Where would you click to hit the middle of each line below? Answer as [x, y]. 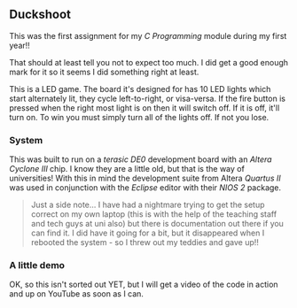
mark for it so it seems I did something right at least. [104, 72]
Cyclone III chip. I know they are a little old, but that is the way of [127, 169]
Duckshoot [40, 15]
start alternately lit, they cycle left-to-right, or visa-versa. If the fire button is [148, 98]
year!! [20, 45]
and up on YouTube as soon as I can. [77, 294]
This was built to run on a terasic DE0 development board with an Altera [141, 159]
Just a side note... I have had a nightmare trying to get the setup [148, 205]
